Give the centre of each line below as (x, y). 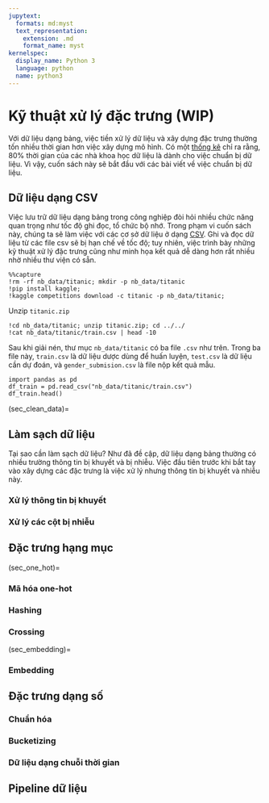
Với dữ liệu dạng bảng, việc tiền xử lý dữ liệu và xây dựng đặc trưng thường (133, 138)
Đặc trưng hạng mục (61, 548)
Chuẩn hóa (30, 719)
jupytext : (25, 16)
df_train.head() (35, 394)
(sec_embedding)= (39, 649)
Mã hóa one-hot (40, 588)
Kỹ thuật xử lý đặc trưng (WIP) (112, 116)
